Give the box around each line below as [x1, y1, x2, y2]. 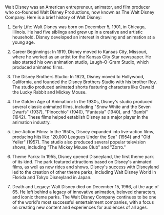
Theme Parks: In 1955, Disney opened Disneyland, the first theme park [12, 154, 154, 160]
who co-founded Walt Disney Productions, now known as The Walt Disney [5, 9, 155, 15]
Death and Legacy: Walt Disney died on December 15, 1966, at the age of [12, 184, 159, 189]
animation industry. [12, 119, 51, 125]
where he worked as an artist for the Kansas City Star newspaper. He [12, 54, 151, 60]
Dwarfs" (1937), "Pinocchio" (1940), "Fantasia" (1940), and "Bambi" [12, 109, 148, 115]
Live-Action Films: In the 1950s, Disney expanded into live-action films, [12, 129, 155, 134]
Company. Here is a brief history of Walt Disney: [5, 15, 102, 20]
